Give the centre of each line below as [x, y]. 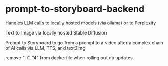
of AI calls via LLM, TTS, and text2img [45, 48]
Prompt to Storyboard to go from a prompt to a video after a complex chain [84, 42]
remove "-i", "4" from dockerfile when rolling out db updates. [70, 58]
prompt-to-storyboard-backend [75, 9]
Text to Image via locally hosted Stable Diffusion [56, 32]
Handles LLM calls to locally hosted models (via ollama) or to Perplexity [81, 23]
